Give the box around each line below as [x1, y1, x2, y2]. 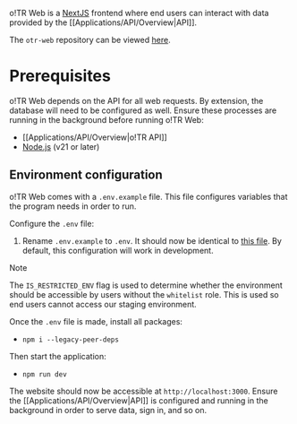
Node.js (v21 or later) [21, 141, 100, 151]
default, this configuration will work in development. [21, 245, 214, 255]
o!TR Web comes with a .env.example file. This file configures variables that [9, 191, 288, 202]
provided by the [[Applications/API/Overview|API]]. [9, 17, 198, 28]
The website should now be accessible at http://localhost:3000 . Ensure [9, 385, 278, 396]
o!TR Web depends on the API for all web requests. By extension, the [9, 95, 264, 106]
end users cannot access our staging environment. [9, 299, 197, 309]
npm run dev [21, 369, 67, 379]
